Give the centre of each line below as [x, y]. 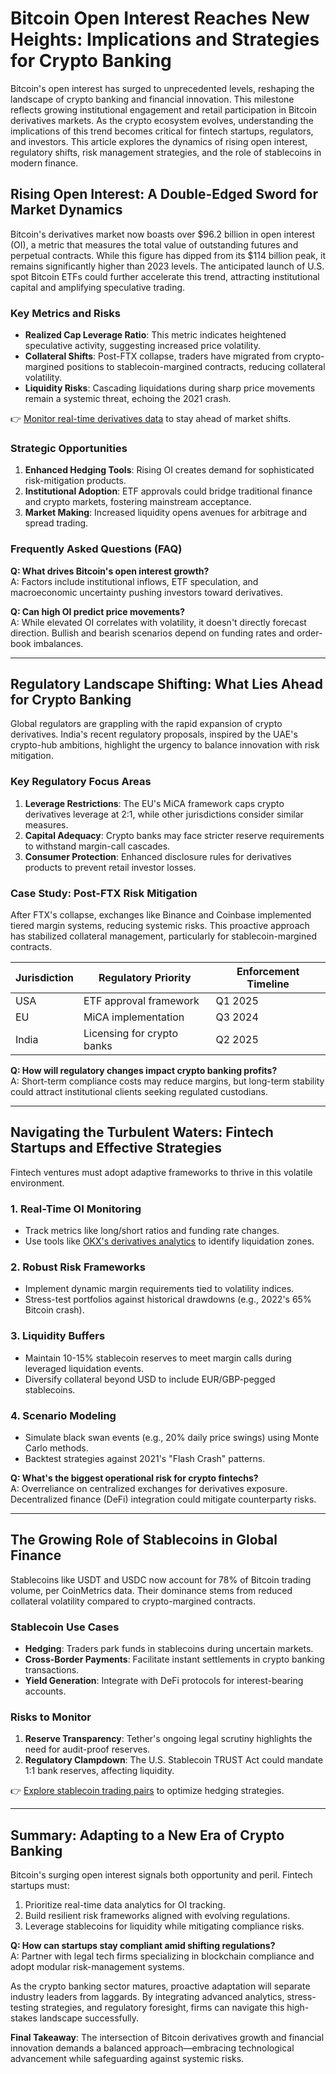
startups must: [40, 1886]
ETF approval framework [141, 1001]
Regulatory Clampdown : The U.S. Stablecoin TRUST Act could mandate [174, 1760]
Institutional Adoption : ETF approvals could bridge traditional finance [168, 491]
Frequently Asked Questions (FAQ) [96, 549]
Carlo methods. [56, 1448]
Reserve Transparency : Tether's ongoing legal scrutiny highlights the [168, 1739]
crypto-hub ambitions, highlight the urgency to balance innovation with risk [165, 745]
